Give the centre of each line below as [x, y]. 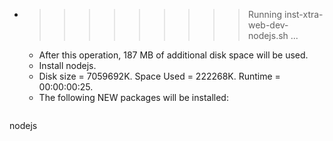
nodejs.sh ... [273, 35]
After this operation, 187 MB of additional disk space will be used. [173, 55]
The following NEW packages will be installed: [133, 97]
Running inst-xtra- [285, 14]
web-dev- [268, 25]
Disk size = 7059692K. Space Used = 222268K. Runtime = [159, 76]
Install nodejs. [67, 65]
